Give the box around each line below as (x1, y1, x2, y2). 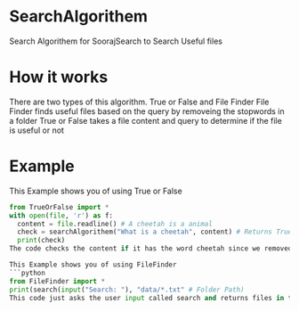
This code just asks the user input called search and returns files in (9, 293, 285, 302)
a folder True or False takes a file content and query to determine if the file (9, 115, 282, 126)
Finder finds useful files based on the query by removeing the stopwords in (9, 105, 285, 117)
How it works (9, 67, 109, 87)
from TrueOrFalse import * (9, 202, 109, 211)
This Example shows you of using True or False (9, 185, 182, 196)
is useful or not (9, 125, 65, 135)
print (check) (17, 236, 66, 245)
